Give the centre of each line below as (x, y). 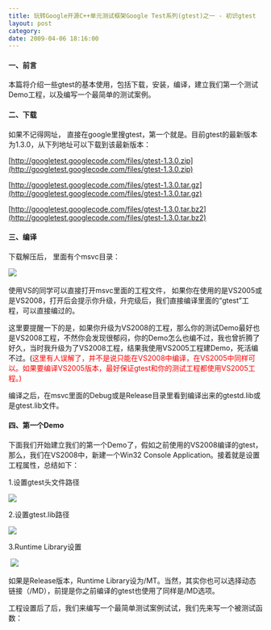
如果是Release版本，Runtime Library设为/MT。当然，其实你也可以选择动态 (132, 581)
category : (25, 31)
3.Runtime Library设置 (45, 547)
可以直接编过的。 (50, 310)
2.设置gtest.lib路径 (39, 514)
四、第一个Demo (36, 426)
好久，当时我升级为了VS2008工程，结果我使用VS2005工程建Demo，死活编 (133, 347)
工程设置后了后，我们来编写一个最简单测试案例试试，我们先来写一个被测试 (132, 608)
